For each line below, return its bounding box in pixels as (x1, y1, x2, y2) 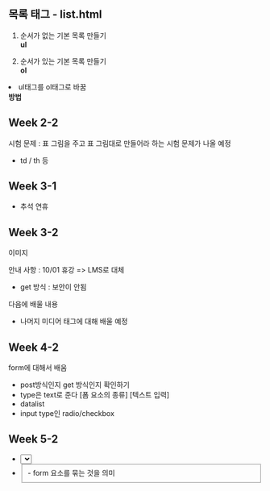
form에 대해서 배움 (8, 363, 68, 372)
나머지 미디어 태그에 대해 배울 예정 (19, 317, 128, 327)
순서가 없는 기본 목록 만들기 (19, 31, 107, 40)
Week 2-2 (8, 116, 59, 130)
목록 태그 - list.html (8, 7, 102, 22)
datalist (19, 399, 45, 409)
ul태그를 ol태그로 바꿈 (19, 81, 87, 91)
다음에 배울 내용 (8, 299, 59, 309)
